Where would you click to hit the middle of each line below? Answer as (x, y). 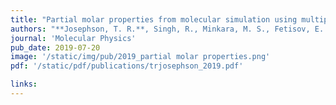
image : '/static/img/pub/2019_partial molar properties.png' (140, 57)
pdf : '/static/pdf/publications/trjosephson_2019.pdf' (127, 66)
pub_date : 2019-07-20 (55, 47)
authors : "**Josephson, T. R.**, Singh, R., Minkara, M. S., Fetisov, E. (167, 29)
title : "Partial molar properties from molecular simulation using (154, 19)
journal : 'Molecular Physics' (73, 38)
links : (24, 84)
